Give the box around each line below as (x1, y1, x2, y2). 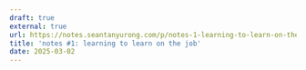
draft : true (9, 13, 55, 23)
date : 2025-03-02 (9, 47, 76, 56)
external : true (9, 22, 67, 31)
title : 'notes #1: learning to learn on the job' (9, 38, 202, 48)
